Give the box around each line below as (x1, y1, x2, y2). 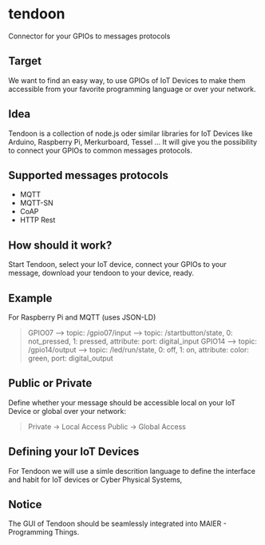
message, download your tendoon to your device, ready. (8, 269, 194, 278)
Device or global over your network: (8, 406, 126, 416)
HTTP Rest (19, 215, 56, 225)
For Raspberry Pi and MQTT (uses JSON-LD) (8, 312, 156, 322)
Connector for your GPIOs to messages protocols (8, 31, 171, 41)
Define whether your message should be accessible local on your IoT (8, 397, 236, 408)
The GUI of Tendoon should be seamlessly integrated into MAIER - (8, 519, 227, 528)
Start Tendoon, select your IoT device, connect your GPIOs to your (8, 260, 227, 269)
